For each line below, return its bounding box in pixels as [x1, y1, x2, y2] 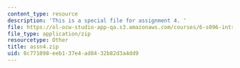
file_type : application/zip [7, 30, 91, 38]
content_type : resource [7, 10, 79, 18]
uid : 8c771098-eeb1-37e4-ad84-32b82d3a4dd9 [7, 50, 139, 57]
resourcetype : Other [7, 37, 69, 44]
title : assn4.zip [7, 43, 59, 50]
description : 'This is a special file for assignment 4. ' [7, 17, 187, 24]
